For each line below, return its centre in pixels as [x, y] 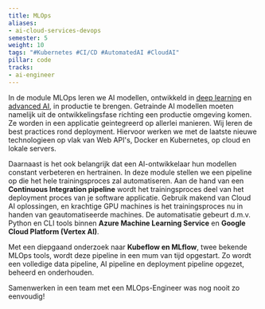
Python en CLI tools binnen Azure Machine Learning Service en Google [127, 223]
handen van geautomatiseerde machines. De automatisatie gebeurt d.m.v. [129, 214]
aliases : [23, 23]
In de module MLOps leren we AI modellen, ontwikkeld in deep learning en [130, 97]
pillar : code [30, 61]
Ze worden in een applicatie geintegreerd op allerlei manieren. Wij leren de [131, 123]
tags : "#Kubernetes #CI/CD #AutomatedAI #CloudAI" [94, 53]
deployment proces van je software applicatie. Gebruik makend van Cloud [130, 198]
